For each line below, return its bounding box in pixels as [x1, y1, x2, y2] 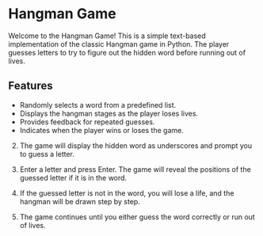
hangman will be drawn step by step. [19, 196, 140, 206]
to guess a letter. [19, 149, 75, 158]
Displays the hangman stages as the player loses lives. [19, 108, 199, 118]
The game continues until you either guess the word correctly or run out [19, 211, 255, 222]
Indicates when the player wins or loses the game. [19, 125, 184, 135]
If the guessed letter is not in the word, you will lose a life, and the [19, 188, 234, 198]
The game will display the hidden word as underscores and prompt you [19, 140, 252, 150]
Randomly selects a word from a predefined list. [19, 100, 177, 109]
